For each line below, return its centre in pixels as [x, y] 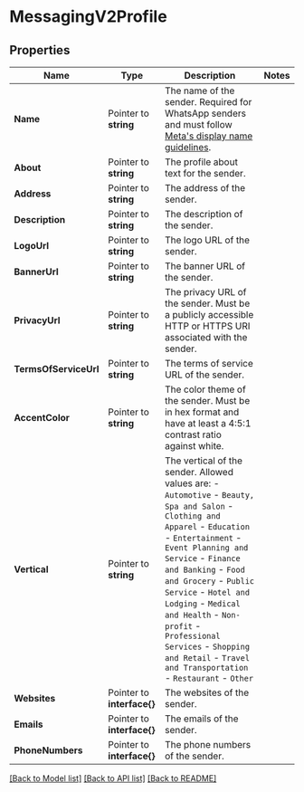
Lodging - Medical [203, 603]
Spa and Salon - [199, 506]
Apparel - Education [207, 526]
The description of [204, 214]
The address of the [205, 188]
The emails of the [201, 719]
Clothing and [192, 516]
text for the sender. [205, 173]
